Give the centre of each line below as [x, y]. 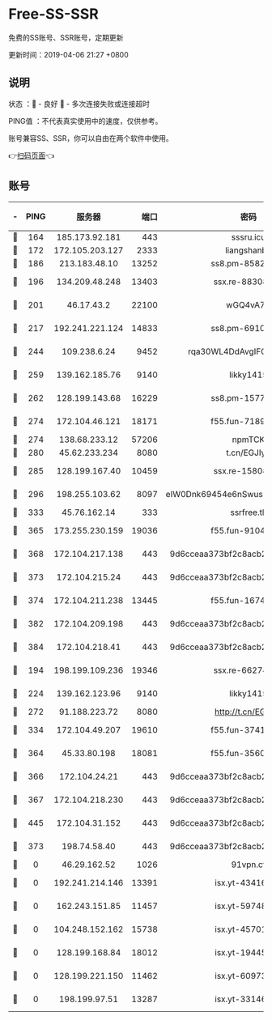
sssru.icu [249, 237]
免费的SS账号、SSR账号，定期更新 [66, 37]
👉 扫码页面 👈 [32, 155]
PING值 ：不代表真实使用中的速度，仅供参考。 [85, 121]
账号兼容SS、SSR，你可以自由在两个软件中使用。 [91, 138]
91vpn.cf [249, 865]
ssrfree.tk [249, 512]
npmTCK [249, 440]
